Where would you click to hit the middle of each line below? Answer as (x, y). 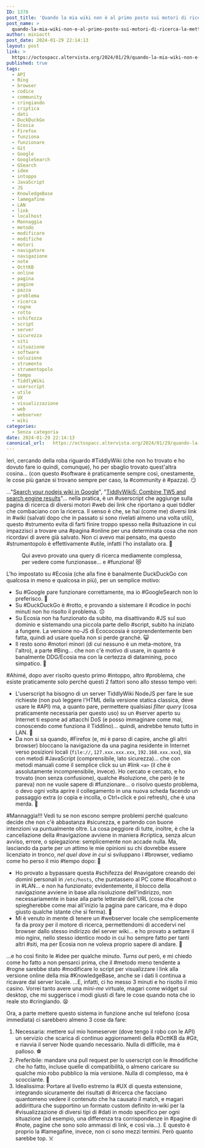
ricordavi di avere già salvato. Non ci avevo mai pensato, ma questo (91, 537)
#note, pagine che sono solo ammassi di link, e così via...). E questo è (103, 1125)
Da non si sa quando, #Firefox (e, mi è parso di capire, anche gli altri (101, 739)
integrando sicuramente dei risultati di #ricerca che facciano (91, 1092)
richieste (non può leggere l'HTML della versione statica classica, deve (104, 700)
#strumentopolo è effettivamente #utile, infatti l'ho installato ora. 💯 (89, 544)
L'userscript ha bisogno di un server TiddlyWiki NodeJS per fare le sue (104, 694)
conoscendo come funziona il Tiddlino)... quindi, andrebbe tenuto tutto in (107, 726)
